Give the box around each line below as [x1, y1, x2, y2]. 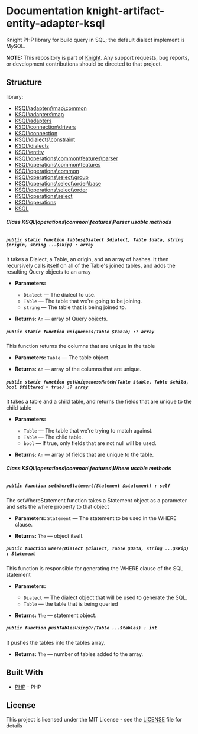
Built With [6, 668, 43, 678]
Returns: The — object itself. [14, 532, 84, 539]
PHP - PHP [14, 683, 41, 690]
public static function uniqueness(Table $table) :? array [6, 329, 155, 334]
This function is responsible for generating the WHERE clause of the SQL [6, 564, 184, 571]
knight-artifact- [86, 4, 165, 18]
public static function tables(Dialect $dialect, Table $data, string [6, 236, 184, 243]
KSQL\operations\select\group [14, 173, 89, 181]
